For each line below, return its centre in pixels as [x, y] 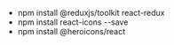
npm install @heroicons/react [71, 31]
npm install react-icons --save [73, 22]
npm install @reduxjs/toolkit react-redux [91, 13]
